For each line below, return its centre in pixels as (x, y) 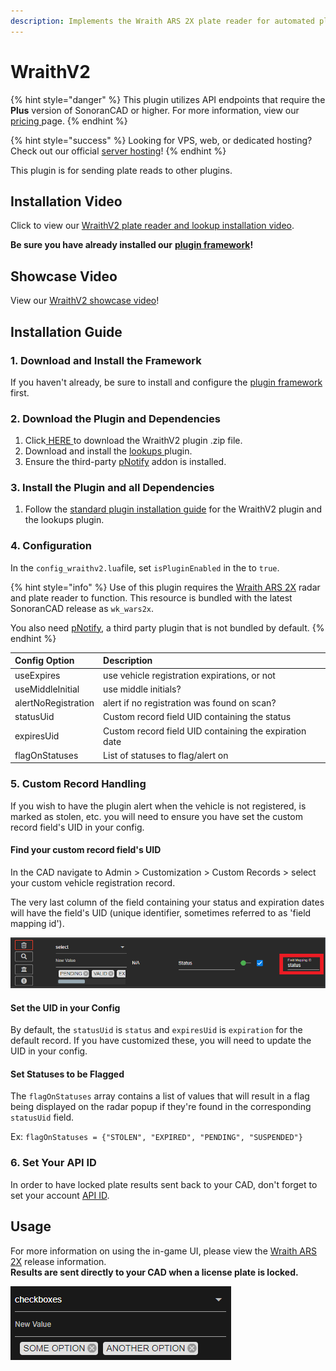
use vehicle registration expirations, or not (189, 675)
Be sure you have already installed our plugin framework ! (132, 245)
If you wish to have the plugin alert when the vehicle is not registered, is (158, 806)
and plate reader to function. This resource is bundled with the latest (151, 597)
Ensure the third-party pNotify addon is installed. (125, 462)
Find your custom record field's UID (86, 850)
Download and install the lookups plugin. (108, 451)
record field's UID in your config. (77, 827)
